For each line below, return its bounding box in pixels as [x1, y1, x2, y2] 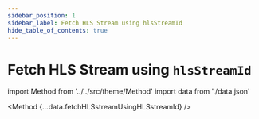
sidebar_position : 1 [7, 11, 77, 20]
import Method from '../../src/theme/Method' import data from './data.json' [7, 86, 250, 96]
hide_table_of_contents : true [7, 26, 108, 34]
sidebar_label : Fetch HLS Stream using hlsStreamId [7, 19, 182, 27]
